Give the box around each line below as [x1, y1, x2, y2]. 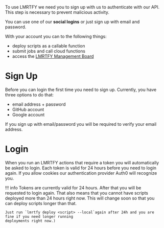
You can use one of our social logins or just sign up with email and [5, 19, 140, 24]
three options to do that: [5, 91, 54, 97]
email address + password [12, 101, 66, 107]
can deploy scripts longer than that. [5, 200, 77, 206]
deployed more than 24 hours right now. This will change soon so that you [5, 195, 155, 201]
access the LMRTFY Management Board [12, 53, 94, 59]
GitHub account [12, 106, 44, 112]
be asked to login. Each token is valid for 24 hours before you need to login [5, 165, 157, 171]
